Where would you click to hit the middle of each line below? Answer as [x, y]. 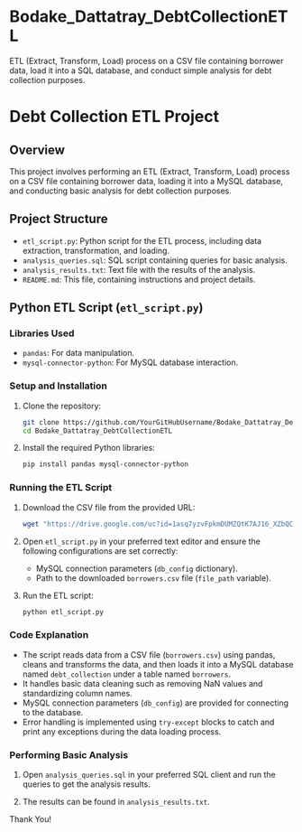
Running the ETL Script [61, 488]
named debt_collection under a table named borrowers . [127, 674]
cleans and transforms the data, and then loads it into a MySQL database [158, 664]
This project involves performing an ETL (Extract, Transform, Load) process [150, 171]
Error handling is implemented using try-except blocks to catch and [148, 722]
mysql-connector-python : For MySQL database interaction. [130, 362]
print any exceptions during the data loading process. [122, 731]
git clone [41, 422]
